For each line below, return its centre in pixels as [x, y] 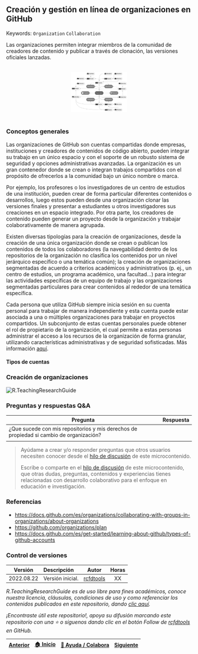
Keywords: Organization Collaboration [54, 33]
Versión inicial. [61, 578]
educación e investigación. [53, 487]
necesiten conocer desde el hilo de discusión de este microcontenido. [106, 456]
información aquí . [27, 348]
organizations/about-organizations [57, 521]
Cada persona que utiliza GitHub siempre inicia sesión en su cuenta [88, 305]
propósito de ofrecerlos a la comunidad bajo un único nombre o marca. [93, 176]
